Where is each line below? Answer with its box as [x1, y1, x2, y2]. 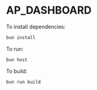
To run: [6, 45, 24, 52]
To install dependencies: [6, 23, 66, 30]
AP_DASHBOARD [6, 4, 92, 17]
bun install [6, 34, 35, 40]
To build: [6, 67, 28, 75]
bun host [6, 57, 28, 63]
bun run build [6, 79, 41, 85]
